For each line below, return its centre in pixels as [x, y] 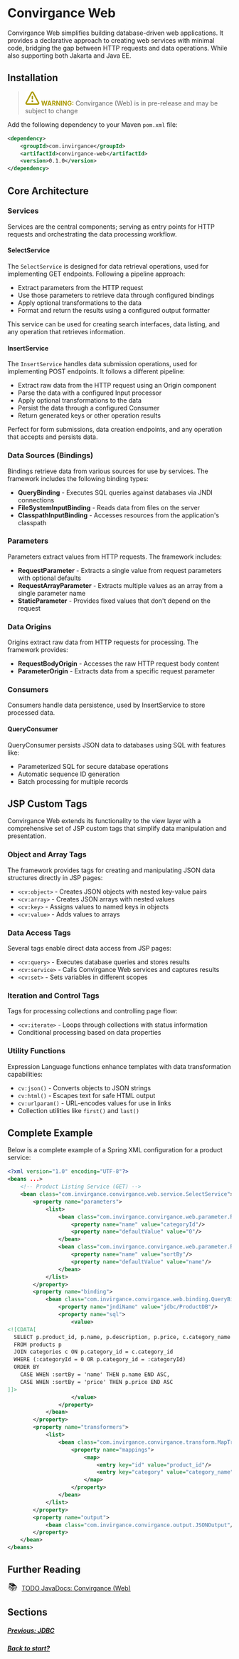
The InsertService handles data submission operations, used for [102, 364]
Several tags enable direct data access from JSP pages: [90, 949]
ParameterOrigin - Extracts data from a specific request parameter [116, 671]
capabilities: [25, 1074]
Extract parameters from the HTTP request [80, 288]
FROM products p [38, 1345]
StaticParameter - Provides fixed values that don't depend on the [114, 601]
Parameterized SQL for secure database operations [93, 766]
